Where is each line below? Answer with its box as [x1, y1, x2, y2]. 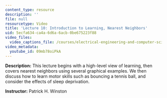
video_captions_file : [9, 40, 55, 45]
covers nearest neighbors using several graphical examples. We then [5, 68, 147, 74]
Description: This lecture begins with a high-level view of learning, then [5, 63, 153, 69]
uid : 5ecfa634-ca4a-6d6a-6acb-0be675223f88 [5, 30, 97, 35]
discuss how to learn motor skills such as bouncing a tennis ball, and [5, 73, 146, 79]
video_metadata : [5, 44, 39, 49]
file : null [5, 16, 28, 21]
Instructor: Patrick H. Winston [5, 88, 67, 94]
